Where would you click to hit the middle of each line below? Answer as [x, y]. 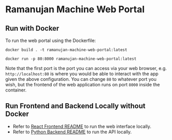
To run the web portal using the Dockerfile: [51, 40]
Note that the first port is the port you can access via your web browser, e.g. [86, 68]
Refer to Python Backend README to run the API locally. [72, 132]
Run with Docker [32, 28]
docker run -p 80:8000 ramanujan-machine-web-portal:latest [71, 59]
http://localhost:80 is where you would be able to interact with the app [82, 74]
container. [16, 90]
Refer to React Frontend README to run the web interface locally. [82, 126]
